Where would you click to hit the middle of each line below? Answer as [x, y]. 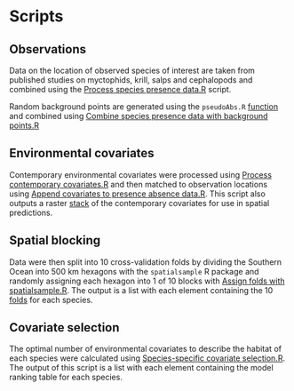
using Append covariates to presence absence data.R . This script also [138, 194]
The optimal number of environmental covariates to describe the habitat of [146, 349]
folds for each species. [51, 299]
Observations [48, 49]
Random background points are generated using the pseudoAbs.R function [143, 107]
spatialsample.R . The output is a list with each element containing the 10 [141, 290]
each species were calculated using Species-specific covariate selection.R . [147, 358]
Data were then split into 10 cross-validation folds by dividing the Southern [146, 262]
